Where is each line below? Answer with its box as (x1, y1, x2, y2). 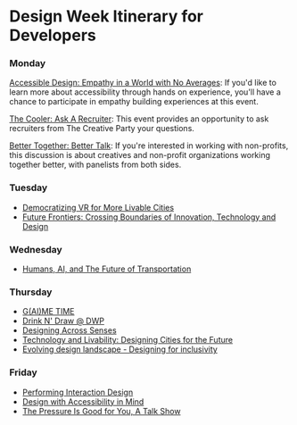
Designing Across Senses (21, 325, 118, 336)
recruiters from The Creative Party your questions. (9, 123, 194, 134)
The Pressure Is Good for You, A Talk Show (21, 405, 181, 416)
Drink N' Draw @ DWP (21, 315, 105, 327)
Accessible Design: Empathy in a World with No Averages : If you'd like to (9, 78, 276, 88)
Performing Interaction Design (21, 387, 134, 397)
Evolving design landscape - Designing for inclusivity (21, 344, 219, 354)
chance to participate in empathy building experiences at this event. (9, 96, 259, 107)
